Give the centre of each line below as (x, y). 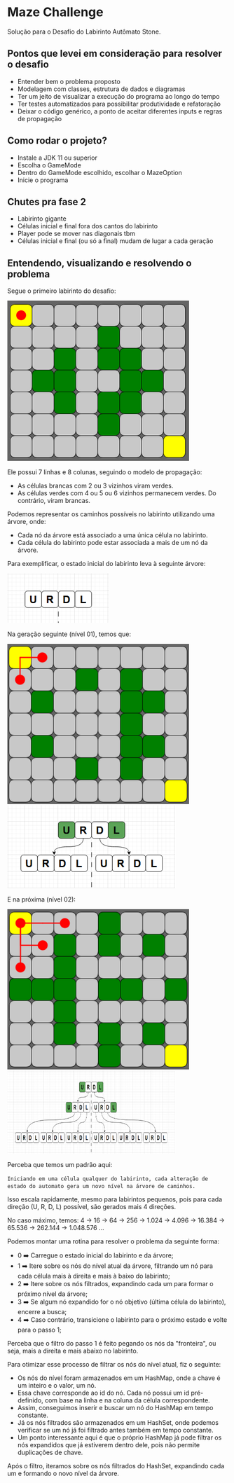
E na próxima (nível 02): (41, 899)
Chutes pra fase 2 (47, 201)
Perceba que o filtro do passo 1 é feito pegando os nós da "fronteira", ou (112, 1344)
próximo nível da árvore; (52, 1294)
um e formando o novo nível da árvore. (63, 1474)
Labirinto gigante (42, 219)
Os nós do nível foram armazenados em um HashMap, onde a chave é (119, 1378)
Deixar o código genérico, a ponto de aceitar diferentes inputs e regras (120, 111)
